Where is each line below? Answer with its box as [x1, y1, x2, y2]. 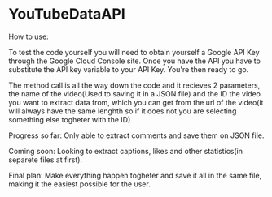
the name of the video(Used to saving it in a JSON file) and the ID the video [8, 88, 261, 98]
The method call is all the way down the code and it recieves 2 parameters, [8, 80, 261, 90]
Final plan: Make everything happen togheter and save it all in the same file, [8, 170, 262, 180]
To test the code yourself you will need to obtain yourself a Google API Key [8, 47, 260, 57]
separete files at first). [8, 155, 83, 165]
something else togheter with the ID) [8, 114, 131, 124]
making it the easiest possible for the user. [8, 179, 151, 189]
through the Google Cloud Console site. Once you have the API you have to [8, 56, 261, 66]
